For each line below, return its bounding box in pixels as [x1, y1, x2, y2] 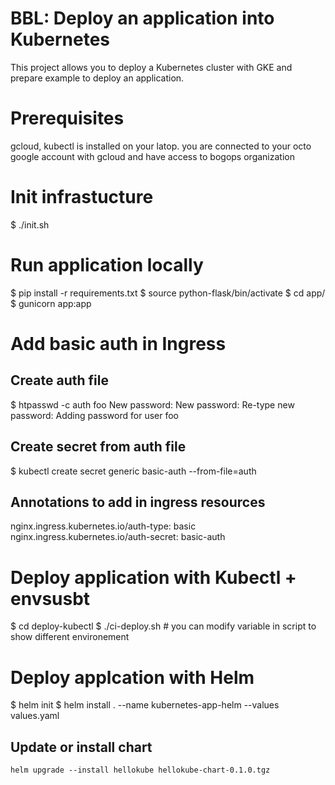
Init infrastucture [10, 186, 154, 209]
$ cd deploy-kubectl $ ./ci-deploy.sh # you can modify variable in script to [10, 620, 317, 632]
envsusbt [10, 587, 91, 610]
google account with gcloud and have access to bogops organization [10, 150, 295, 162]
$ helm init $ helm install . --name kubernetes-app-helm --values [10, 699, 280, 711]
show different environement [10, 631, 130, 643]
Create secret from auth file [10, 438, 187, 456]
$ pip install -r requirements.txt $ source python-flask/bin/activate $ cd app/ [10, 287, 326, 299]
